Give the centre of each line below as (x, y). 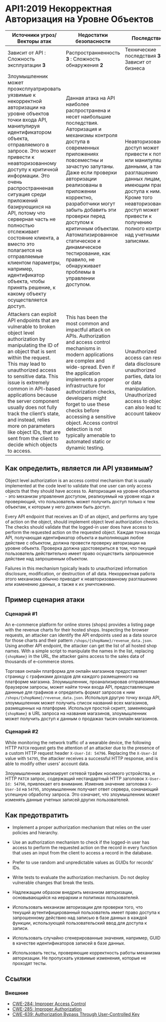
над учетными (142, 235)
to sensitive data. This (33, 376)
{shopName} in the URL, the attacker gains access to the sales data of (75, 656)
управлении (80, 278)
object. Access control (92, 423)
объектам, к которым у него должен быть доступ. (58, 507)
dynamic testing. (85, 448)
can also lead (140, 407)
